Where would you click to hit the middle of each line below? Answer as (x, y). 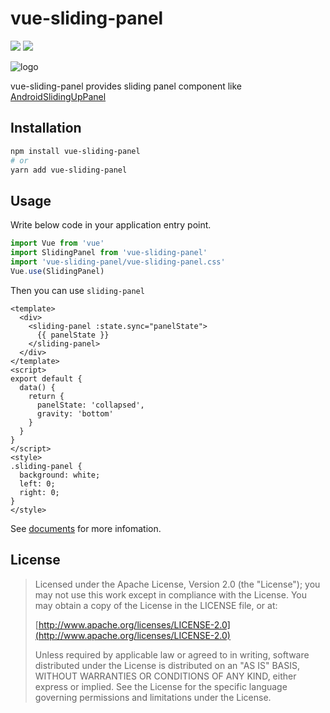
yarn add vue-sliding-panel (69, 170)
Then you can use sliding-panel (77, 290)
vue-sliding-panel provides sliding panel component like (126, 86)
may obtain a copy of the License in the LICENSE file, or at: (156, 605)
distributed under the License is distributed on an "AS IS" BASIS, (167, 665)
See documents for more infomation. (86, 528)
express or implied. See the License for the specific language (161, 686)
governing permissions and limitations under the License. (153, 697)
